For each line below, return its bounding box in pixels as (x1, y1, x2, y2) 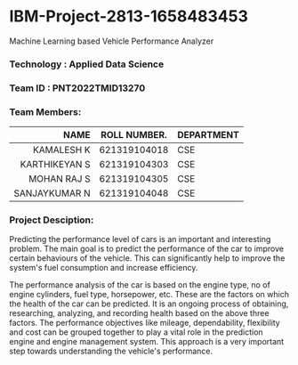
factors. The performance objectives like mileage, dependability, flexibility (9, 318, 280, 328)
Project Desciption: (9, 214, 94, 226)
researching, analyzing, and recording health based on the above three (9, 308, 270, 319)
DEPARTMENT (177, 129, 240, 142)
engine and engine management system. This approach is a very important (9, 337, 285, 347)
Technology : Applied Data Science (9, 58, 165, 70)
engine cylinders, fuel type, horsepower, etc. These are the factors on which (9, 289, 289, 300)
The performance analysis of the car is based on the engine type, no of (9, 280, 271, 290)
